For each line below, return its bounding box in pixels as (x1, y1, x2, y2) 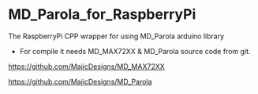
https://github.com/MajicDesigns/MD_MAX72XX (8, 61, 166, 71)
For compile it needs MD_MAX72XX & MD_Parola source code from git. (19, 46, 251, 56)
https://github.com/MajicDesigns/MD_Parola (8, 77, 152, 86)
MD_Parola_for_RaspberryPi (8, 5, 196, 23)
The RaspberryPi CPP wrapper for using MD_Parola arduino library (8, 31, 225, 41)
